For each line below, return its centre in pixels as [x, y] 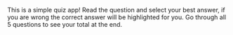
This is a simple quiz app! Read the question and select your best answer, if [116, 10]
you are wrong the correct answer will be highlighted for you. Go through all [117, 17]
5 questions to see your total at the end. [65, 24]
